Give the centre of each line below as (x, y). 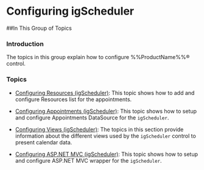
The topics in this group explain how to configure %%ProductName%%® (98, 57)
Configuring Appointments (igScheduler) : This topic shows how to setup (106, 111)
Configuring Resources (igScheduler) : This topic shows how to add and (105, 93)
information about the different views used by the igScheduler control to (105, 136)
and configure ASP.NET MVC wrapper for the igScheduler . (88, 160)
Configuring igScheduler (70, 11)
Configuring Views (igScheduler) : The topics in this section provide (99, 129)
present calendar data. (44, 142)
